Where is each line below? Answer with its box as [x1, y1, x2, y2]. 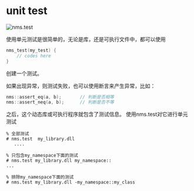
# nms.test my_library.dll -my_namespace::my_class [6, 179, 135, 186]
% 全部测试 [6, 131, 29, 137]
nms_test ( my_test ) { [6, 47, 57, 53]
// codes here [16, 53, 51, 59]
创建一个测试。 [6, 69, 42, 77]
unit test [6, 4, 48, 18]
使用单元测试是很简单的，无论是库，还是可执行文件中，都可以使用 [6, 35, 166, 42]
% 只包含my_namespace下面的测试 [6, 153, 78, 159]
